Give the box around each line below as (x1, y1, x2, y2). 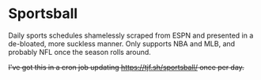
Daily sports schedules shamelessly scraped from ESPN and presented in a (8, 31, 254, 40)
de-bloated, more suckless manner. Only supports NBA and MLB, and (8, 38, 236, 48)
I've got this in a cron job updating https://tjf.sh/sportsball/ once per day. (8, 62, 245, 71)
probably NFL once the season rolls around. (8, 47, 152, 56)
